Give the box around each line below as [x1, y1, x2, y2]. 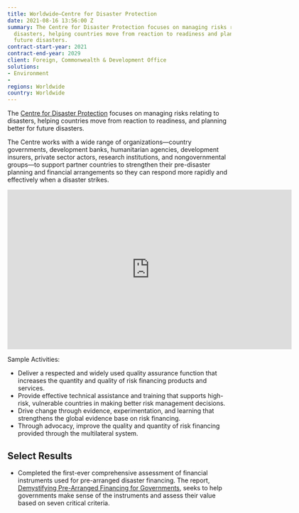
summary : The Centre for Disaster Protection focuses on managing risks [7, 23, 227, 31]
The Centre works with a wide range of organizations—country [7, 138, 192, 146]
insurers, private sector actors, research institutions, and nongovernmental [7, 153, 226, 162]
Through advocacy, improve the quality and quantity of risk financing [17, 421, 220, 430]
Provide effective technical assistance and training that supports [17, 392, 207, 400]
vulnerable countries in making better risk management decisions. [31, 399, 226, 408]
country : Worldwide [7, 89, 65, 96]
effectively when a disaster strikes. [7, 175, 109, 184]
